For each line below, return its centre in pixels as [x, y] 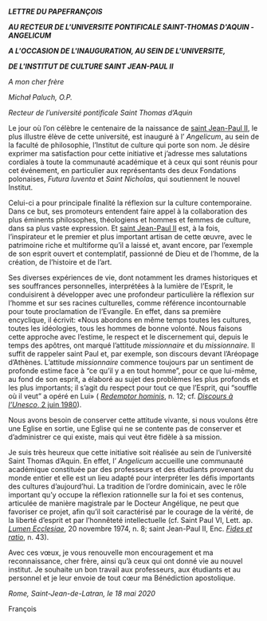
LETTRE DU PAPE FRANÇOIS [55, 12]
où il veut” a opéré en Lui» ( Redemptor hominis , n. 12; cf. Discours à [121, 396]
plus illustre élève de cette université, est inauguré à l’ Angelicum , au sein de [134, 136]
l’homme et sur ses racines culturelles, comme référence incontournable [128, 303]
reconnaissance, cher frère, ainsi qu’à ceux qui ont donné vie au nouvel [126, 561]
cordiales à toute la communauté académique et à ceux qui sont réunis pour [133, 162]
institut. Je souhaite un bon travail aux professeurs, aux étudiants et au [125, 570]
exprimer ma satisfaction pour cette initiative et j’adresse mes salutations [128, 153]
